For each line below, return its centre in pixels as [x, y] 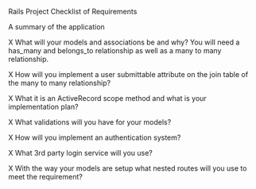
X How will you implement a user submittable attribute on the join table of [128, 74]
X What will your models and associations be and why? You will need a [124, 42]
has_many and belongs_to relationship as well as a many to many [115, 50]
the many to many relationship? [60, 83]
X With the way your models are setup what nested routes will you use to [128, 168]
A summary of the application [56, 27]
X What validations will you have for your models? [90, 122]
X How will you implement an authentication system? [95, 137]
